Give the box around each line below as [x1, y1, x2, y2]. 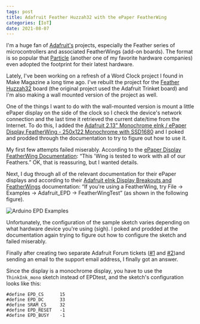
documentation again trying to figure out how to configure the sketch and [6, 232, 187, 239]
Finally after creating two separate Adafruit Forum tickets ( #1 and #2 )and [6, 249, 185, 257]
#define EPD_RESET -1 [6, 307, 66, 313]
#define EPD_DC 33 [6, 297, 66, 303]
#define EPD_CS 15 [6, 292, 66, 298]
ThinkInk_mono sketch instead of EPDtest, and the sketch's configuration [6, 274, 184, 281]
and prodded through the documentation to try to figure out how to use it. [6, 135, 187, 142]
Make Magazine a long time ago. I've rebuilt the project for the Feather [6, 79, 180, 86]
